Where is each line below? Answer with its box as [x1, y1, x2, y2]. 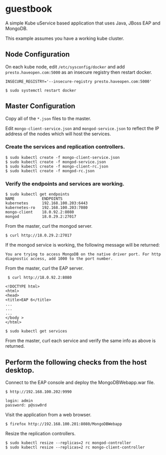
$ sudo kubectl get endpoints [5, 192, 70, 197]
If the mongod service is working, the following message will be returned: [5, 242, 160, 248]
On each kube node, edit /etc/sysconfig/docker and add [5, 63, 125, 69]
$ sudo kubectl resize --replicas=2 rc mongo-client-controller [5, 445, 145, 450]
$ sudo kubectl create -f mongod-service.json [5, 159, 106, 164]
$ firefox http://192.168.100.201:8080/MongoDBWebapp [5, 421, 123, 426]
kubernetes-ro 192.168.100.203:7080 [5, 205, 88, 210]
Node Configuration [5, 50, 70, 59]
